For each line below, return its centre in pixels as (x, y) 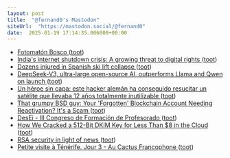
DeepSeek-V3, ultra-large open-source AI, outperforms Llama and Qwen (120, 74)
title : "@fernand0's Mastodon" (53, 20)
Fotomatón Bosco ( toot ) (50, 52)
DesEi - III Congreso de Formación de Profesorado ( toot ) (97, 118)
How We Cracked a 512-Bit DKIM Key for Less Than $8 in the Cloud (113, 125)
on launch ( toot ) (40, 81)
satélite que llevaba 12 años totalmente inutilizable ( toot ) (96, 96)
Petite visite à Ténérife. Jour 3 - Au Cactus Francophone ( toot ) (105, 147)
